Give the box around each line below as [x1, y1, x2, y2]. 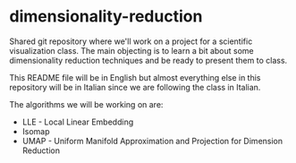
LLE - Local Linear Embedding [21, 116, 134, 127]
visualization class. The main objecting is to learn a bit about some [9, 45, 255, 56]
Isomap [21, 125, 51, 136]
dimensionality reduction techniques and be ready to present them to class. [9, 55, 288, 65]
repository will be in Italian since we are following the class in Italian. [9, 81, 261, 92]
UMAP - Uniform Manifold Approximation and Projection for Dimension [21, 135, 283, 146]
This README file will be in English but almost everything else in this [9, 72, 261, 82]
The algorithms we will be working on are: [9, 99, 164, 109]
